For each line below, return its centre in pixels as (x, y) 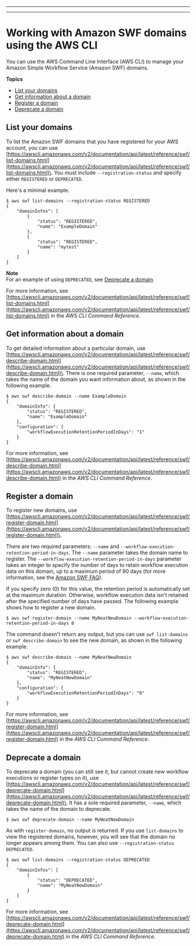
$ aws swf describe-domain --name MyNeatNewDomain (69, 658)
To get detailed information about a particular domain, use (76, 348)
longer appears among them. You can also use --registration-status (90, 843)
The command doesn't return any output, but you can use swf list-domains (97, 634)
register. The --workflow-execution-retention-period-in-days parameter (94, 559)
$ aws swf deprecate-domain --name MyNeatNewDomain (70, 820)
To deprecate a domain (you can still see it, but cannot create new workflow (97, 772)
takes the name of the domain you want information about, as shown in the (96, 379)
